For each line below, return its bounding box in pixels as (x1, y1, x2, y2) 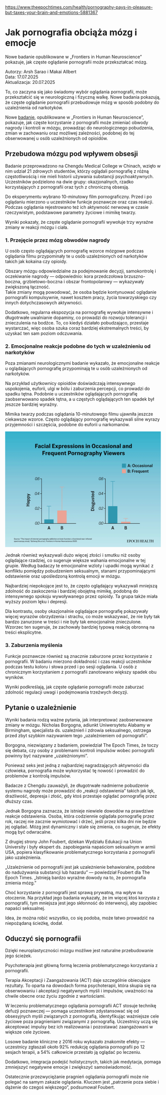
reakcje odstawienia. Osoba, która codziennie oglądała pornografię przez (5, 813, 155, 819)
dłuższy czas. (5, 798, 33, 804)
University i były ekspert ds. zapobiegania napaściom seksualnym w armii (5, 843, 156, 850)
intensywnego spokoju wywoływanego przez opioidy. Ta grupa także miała (5, 593, 158, 599)
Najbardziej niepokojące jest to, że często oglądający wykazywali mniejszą (5, 583, 158, 589)
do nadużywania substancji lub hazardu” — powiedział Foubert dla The (5, 869, 150, 875)
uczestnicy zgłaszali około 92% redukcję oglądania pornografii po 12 (5, 1044, 145, 1050)
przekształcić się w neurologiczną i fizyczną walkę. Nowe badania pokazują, (5, 94, 161, 100)
